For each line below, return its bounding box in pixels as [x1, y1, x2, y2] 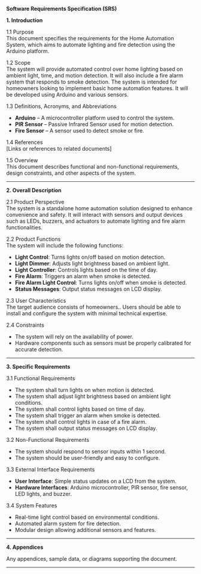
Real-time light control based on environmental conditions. [14, 513, 160, 521]
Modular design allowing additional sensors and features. [14, 527, 157, 533]
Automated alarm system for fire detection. [14, 520, 121, 527]
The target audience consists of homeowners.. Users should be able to [6, 303, 181, 310]
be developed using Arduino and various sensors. [6, 91, 129, 98]
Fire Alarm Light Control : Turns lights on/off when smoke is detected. [14, 279, 187, 286]
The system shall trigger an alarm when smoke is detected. [14, 412, 161, 419]
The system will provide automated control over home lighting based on [6, 65, 184, 73]
